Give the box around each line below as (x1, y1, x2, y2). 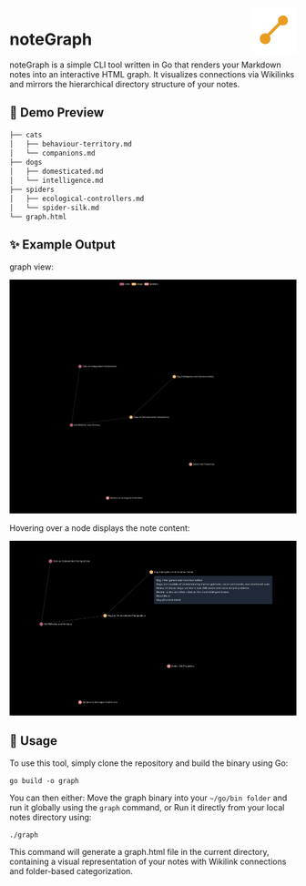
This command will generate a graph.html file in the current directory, (9, 846, 270, 857)
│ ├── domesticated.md (9, 167, 104, 176)
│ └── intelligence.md (9, 176, 104, 185)
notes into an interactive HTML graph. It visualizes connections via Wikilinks (9, 68, 295, 79)
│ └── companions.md (9, 148, 96, 158)
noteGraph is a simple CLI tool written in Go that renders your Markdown (9, 59, 282, 70)
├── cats (9, 130, 43, 139)
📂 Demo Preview (9, 105, 105, 120)
